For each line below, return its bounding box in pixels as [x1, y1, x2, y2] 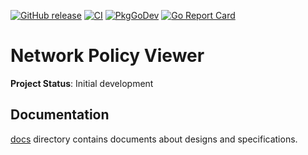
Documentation [10, 106, 110, 124]
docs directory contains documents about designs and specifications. [10, 133, 298, 145]
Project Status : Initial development [10, 77, 154, 89]
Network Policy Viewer [10, 45, 205, 67]
